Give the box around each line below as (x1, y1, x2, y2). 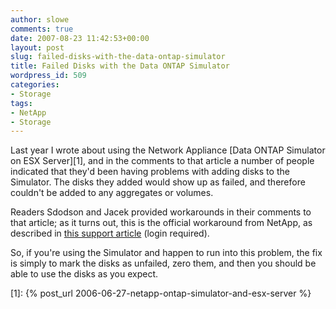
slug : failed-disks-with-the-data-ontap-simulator (10, 52, 226, 62)
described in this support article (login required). (10, 227, 210, 240)
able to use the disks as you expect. (10, 268, 159, 280)
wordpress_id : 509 (10, 71, 87, 81)
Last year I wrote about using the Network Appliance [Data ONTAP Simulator (10, 144, 326, 156)
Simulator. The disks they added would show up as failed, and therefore (10, 176, 306, 188)
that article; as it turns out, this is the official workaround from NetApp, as (10, 217, 313, 229)
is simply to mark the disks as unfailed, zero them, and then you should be (10, 257, 317, 270)
